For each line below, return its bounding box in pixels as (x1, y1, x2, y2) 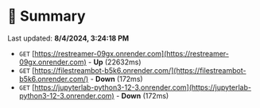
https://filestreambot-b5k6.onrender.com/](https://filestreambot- (34, 65, 246, 75)
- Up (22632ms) (87, 57, 142, 67)
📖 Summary (7, 7, 86, 25)
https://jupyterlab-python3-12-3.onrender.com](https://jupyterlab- (34, 83, 252, 92)
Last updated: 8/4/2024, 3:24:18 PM (7, 33, 130, 43)
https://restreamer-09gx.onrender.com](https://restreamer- (34, 48, 230, 58)
